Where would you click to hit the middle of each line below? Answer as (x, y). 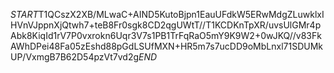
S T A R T (24, 14)
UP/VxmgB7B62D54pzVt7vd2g (75, 57)
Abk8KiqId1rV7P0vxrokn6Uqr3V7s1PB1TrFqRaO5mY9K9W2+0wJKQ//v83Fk (166, 35)
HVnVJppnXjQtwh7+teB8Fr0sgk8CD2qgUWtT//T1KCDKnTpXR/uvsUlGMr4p (166, 25)
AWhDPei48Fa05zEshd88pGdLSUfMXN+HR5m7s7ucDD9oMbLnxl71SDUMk (167, 46)
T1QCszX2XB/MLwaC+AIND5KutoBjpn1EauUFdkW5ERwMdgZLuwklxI (181, 14)
